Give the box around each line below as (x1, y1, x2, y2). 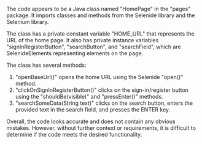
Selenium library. (6, 18, 49, 25)
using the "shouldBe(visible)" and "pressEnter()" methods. (15, 93, 164, 100)
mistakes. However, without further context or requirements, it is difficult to (6, 124, 196, 131)
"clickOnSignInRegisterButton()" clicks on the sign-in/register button (15, 86, 189, 94)
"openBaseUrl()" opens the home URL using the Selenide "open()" (15, 74, 184, 80)
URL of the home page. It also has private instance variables (6, 37, 159, 44)
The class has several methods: (6, 61, 87, 69)
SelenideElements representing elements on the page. (6, 50, 144, 57)
